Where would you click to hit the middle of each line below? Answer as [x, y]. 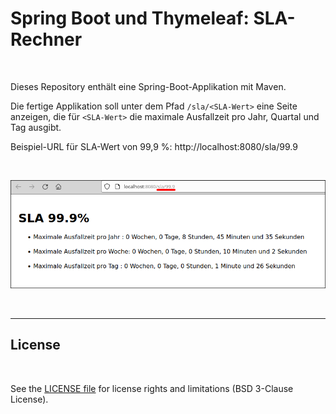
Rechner [46, 39]
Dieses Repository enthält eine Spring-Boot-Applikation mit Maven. [148, 86]
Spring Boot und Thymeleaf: [130, 18]
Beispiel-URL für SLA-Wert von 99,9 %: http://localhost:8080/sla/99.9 [154, 146]
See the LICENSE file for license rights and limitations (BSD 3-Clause [152, 388]
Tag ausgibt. [36, 127]
